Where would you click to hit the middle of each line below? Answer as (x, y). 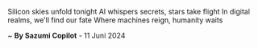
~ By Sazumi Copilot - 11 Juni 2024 (67, 36)
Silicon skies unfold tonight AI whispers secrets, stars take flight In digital (129, 12)
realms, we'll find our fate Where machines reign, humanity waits (115, 20)
